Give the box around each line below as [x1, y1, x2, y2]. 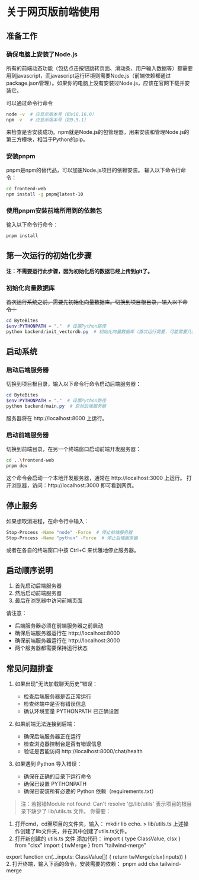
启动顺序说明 [6, 565, 53, 575]
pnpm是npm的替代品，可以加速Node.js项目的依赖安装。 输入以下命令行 [6, 167, 181, 174]
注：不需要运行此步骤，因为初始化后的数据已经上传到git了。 [6, 267, 153, 274]
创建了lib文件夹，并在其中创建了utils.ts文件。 [20, 828, 130, 835]
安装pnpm [6, 152, 36, 160]
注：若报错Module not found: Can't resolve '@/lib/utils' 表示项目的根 [20, 801, 187, 808]
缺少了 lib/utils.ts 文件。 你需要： [31, 808, 111, 815]
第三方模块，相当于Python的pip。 [6, 136, 89, 143]
